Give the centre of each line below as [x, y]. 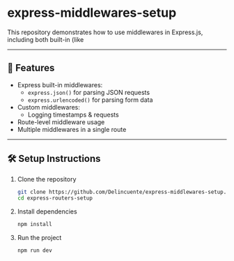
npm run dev [34, 251]
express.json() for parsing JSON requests [89, 92]
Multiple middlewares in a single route [72, 129]
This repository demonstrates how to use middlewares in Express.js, [105, 32]
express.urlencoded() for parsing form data [90, 100]
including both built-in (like [46, 39]
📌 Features [31, 68]
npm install [34, 225]
